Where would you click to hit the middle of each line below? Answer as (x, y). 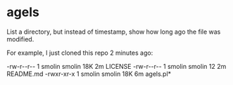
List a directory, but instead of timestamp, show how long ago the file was (114, 32)
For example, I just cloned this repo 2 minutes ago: (80, 53)
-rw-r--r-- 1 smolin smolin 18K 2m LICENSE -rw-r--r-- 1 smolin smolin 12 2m (116, 66)
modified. (20, 39)
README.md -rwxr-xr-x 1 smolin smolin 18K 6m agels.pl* (89, 74)
